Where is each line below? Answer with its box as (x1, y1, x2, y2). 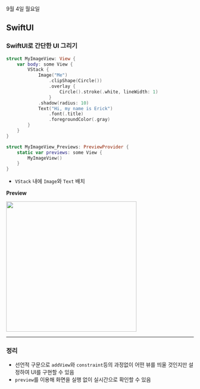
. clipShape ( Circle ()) (48, 78, 102, 84)
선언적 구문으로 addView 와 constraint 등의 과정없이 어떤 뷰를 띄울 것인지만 (14, 361, 187, 368)
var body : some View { (17, 61, 73, 67)
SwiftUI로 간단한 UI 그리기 (6, 42, 78, 50)
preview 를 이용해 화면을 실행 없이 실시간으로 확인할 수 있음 (14, 376, 151, 383)
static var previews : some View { (17, 150, 102, 155)
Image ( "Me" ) (37, 72, 68, 79)
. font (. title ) (48, 111, 84, 117)
